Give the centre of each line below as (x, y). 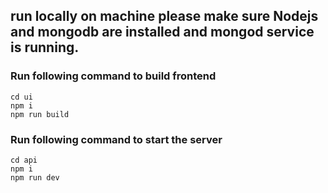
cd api (24, 160)
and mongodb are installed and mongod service (162, 32)
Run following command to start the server (116, 139)
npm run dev (35, 177)
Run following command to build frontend (113, 76)
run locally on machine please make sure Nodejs (164, 16)
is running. (45, 47)
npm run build (40, 114)
